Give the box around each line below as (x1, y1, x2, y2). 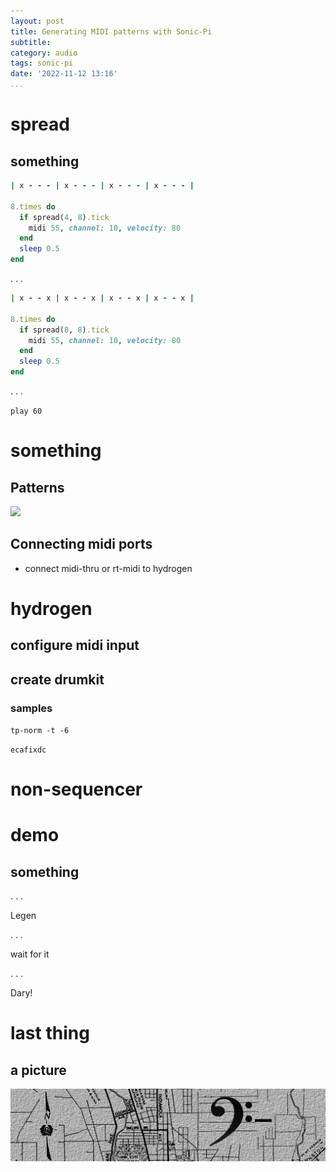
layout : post (10, 16, 65, 26)
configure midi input (10, 637, 140, 654)
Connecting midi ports (10, 536, 153, 553)
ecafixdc (10, 745, 47, 755)
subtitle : (10, 37, 52, 47)
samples (10, 701, 53, 715)
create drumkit (10, 671, 105, 688)
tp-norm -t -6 (10, 726, 70, 736)
